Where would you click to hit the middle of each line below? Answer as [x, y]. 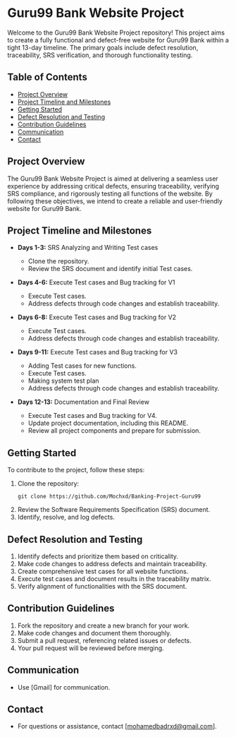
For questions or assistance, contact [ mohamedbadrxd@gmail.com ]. [117, 726]
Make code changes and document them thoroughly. [94, 633]
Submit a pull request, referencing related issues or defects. [104, 640]
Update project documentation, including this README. [108, 423]
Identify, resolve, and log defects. [66, 517]
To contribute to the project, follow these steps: [76, 470]
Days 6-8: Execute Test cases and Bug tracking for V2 [97, 317]
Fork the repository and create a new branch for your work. [104, 625]
